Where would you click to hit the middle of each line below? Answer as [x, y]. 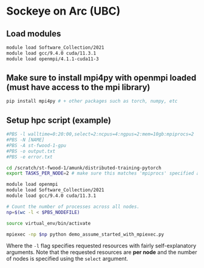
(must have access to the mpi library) [78, 87]
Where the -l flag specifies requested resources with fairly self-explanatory [101, 246]
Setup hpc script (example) [59, 120]
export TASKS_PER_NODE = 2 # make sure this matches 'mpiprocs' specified [100, 174]
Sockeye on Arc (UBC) [63, 11]
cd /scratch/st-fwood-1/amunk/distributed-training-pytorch [84, 168]
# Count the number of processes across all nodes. [73, 207]
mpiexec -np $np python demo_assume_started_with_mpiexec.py [85, 234]
